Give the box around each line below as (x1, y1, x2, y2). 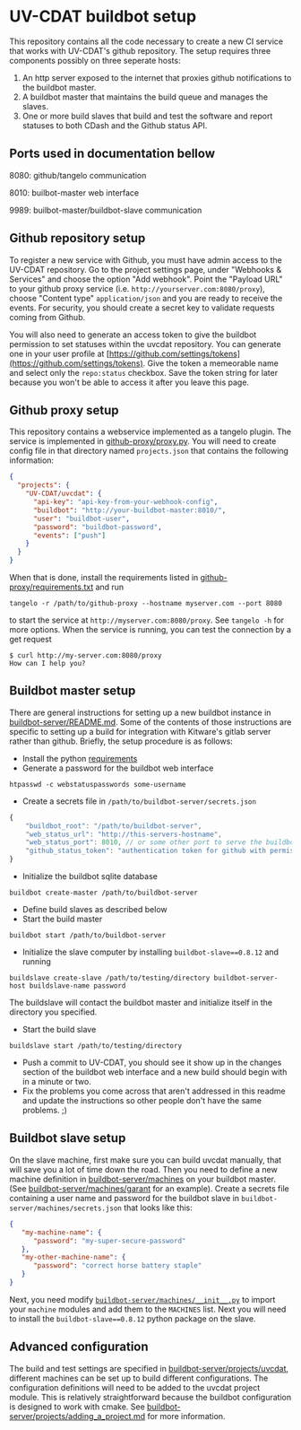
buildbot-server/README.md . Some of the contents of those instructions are (9, 716, 292, 728)
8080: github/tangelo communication (9, 170, 147, 180)
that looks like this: (124, 1202, 193, 1213)
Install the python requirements (21, 753, 138, 763)
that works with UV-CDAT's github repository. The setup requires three (9, 45, 271, 56)
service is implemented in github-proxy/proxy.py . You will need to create (9, 436, 277, 447)
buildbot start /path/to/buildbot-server (9, 931, 167, 940)
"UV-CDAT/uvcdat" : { (25, 489, 102, 499)
